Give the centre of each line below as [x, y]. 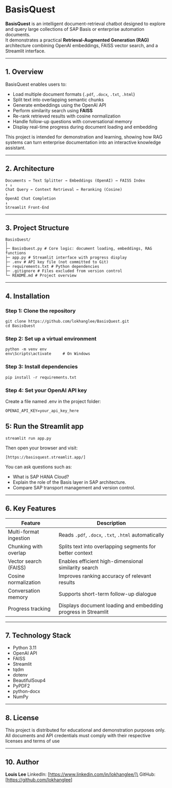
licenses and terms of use [33, 741]
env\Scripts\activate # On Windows [48, 354]
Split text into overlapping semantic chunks [58, 100]
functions [16, 253]
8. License [22, 717]
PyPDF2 [21, 686]
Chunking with [25, 546]
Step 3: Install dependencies [42, 367]
